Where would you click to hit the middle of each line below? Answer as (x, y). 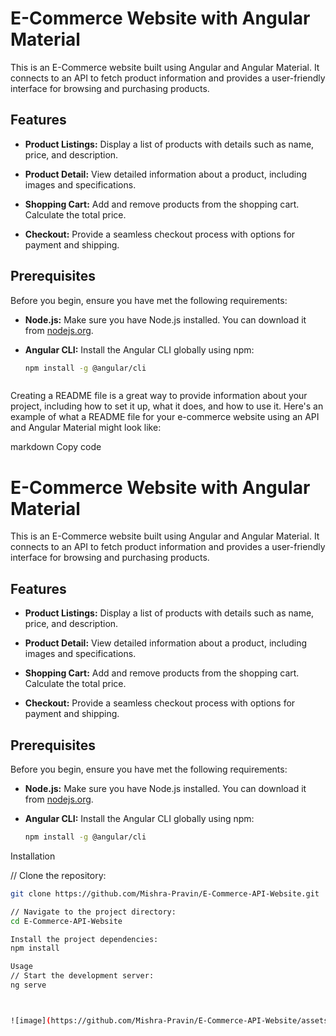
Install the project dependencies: (84, 939)
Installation (33, 856)
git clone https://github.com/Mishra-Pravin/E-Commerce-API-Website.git (165, 893)
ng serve (28, 985)
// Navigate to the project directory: (93, 912)
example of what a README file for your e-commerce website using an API (165, 417)
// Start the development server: (82, 976)
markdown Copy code (56, 447)
